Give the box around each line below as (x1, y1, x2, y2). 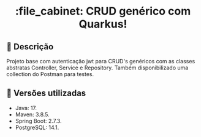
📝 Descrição (6, 41, 54, 52)
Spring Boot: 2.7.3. (15, 117, 63, 124)
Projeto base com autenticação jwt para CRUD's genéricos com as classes (6, 58, 195, 65)
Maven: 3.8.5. (15, 111, 50, 118)
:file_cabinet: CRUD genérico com (15, 4, 191, 18)
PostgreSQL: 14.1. (15, 124, 59, 131)
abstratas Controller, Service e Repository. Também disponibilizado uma (6, 64, 189, 71)
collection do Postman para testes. (6, 71, 94, 77)
